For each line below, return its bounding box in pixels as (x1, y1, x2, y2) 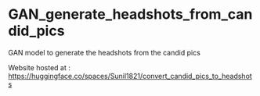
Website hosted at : (8, 62, 70, 72)
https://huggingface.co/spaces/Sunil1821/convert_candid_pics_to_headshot (8, 71, 252, 80)
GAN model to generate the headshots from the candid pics (8, 48, 201, 57)
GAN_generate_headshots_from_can (8, 5, 253, 23)
